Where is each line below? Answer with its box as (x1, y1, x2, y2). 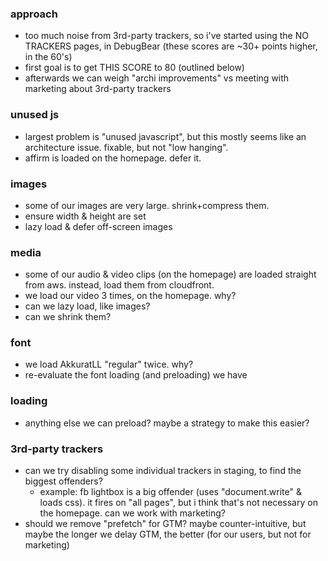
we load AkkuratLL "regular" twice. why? (24, 358, 194, 371)
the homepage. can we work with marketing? (39, 507, 226, 519)
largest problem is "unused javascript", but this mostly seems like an (24, 130, 307, 142)
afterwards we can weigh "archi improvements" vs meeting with (24, 72, 290, 84)
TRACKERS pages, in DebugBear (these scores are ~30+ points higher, (24, 40, 318, 52)
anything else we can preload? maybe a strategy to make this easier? (24, 417, 310, 429)
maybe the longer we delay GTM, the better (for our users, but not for (24, 528, 312, 541)
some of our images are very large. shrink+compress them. (24, 199, 270, 211)
